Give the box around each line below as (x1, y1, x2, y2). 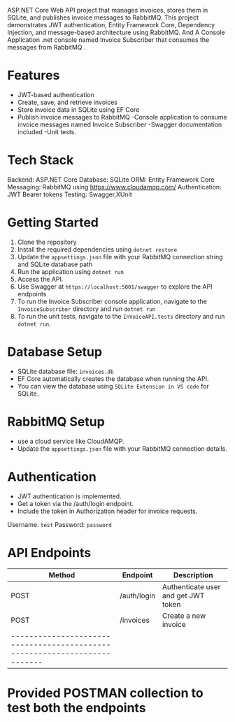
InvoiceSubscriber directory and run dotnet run (17, 304, 156, 313)
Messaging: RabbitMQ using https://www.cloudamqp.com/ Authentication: (7, 182, 222, 191)
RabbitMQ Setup (7, 414, 105, 429)
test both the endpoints (7, 700, 146, 716)
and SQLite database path (17, 260, 93, 268)
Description (173, 570, 213, 579)
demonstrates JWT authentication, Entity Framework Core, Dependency (7, 21, 215, 29)
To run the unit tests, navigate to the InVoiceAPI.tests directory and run (17, 312, 225, 320)
